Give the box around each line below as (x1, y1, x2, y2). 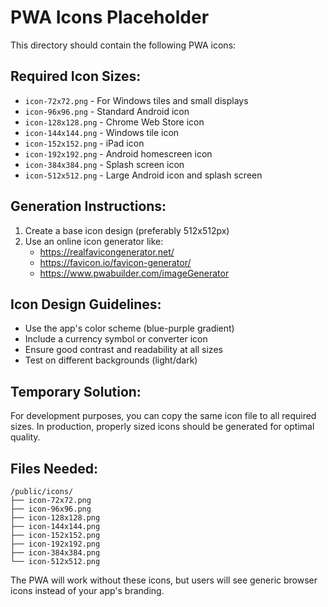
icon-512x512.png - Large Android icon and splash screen (24, 169, 263, 181)
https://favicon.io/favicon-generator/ (39, 256, 192, 268)
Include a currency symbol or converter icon (24, 333, 208, 345)
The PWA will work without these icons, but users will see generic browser (10, 574, 318, 586)
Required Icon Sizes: (10, 68, 142, 85)
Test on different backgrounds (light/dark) (24, 354, 198, 366)
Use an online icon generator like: (24, 235, 164, 247)
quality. (10, 431, 41, 443)
